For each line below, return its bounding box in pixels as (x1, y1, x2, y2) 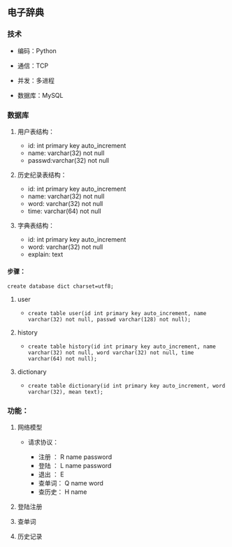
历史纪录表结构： (17, 170, 67, 179)
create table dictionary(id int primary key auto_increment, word (27, 383, 226, 390)
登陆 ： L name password (38, 462, 112, 470)
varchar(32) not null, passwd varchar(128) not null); (27, 316, 191, 323)
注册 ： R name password (38, 453, 113, 461)
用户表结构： (17, 127, 55, 136)
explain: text (27, 250, 64, 258)
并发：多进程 (17, 76, 55, 85)
